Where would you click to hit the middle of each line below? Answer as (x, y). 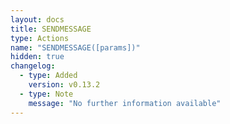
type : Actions (40, 38)
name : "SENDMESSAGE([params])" (75, 47)
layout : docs (37, 19)
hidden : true (37, 57)
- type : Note (46, 94)
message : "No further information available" (125, 103)
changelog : (33, 66)
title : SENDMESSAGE (51, 29)
